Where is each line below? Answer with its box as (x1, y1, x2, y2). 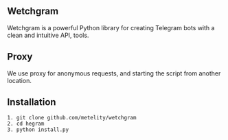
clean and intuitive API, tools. (7, 31, 89, 39)
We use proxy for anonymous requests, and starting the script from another (7, 69, 221, 78)
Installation (7, 96, 56, 108)
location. (7, 76, 32, 84)
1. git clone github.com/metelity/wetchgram (7, 115, 137, 121)
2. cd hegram (7, 120, 45, 128)
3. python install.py (7, 126, 69, 133)
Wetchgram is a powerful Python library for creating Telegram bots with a (7, 23, 215, 32)
